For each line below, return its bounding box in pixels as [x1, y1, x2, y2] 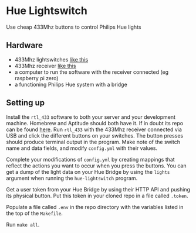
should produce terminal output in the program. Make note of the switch [6, 138, 181, 145]
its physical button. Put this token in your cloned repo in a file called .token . [6, 192, 188, 199]
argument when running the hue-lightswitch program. [6, 174, 138, 181]
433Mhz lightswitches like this [14, 56, 89, 63]
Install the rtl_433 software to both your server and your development [6, 113, 176, 121]
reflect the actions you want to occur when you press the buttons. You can [6, 162, 187, 169]
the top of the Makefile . [6, 210, 63, 217]
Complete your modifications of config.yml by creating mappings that [6, 156, 175, 163]
